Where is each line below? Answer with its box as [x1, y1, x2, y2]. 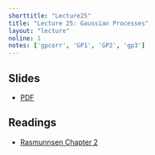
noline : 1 [8, 34, 42, 43]
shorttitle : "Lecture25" [8, 11, 92, 20]
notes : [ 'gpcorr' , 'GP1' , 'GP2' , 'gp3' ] [8, 42, 146, 50]
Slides [8, 71, 40, 85]
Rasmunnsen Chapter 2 [19, 137, 99, 147]
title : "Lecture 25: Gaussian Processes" [8, 19, 149, 27]
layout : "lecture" [8, 27, 70, 35]
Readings [8, 116, 57, 129]
